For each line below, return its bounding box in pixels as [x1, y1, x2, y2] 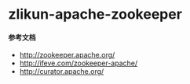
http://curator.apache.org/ [19, 67, 104, 76]
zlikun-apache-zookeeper [8, 5, 183, 23]
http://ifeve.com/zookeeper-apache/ [19, 58, 138, 68]
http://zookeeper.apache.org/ [19, 51, 115, 60]
